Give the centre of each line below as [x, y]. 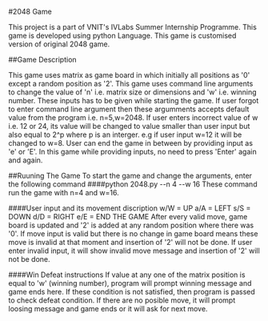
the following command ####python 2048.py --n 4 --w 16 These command [133, 184]
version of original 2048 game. [59, 44]
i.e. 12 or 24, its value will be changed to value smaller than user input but [129, 126]
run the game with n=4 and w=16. [64, 193]
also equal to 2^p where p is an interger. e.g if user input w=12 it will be [125, 134]
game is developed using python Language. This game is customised [122, 36]
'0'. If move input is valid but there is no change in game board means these [133, 234]
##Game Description [43, 60]
